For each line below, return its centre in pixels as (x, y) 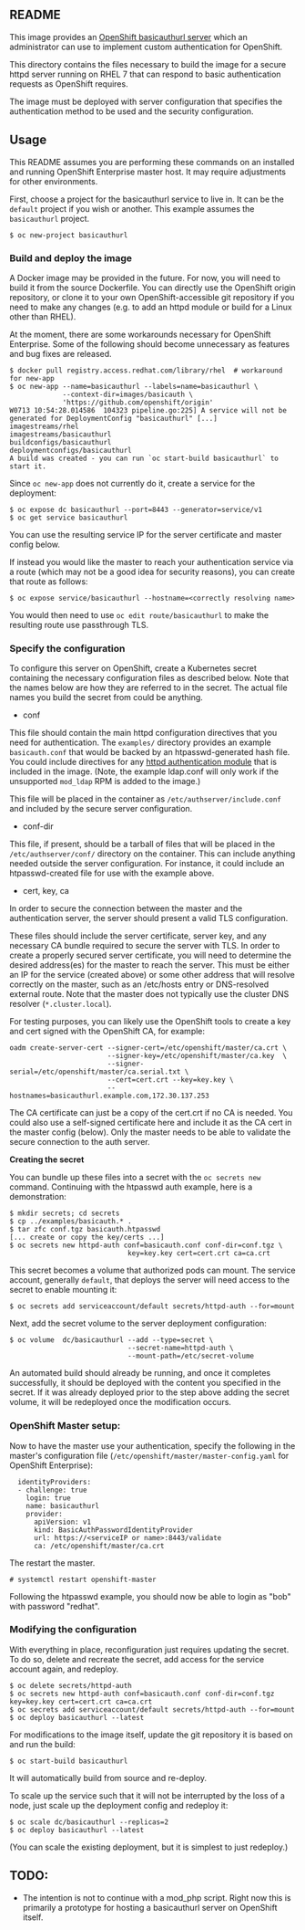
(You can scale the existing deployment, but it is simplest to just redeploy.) (149, 1847)
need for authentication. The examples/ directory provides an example (140, 742)
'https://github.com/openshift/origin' (138, 402)
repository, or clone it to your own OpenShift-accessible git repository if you (152, 297)
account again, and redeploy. (64, 1669)
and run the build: (42, 1744)
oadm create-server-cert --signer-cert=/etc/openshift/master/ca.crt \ (148, 1048)
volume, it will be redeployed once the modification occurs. (121, 1402)
